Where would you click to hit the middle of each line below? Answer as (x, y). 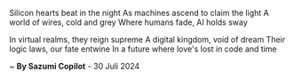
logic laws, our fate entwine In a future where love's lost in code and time (143, 49)
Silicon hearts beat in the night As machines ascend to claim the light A (139, 13)
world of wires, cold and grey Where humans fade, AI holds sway (129, 22)
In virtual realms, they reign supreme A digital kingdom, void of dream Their (147, 40)
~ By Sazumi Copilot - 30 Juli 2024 (75, 66)
